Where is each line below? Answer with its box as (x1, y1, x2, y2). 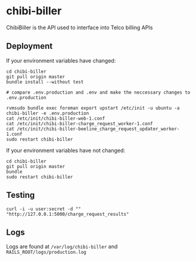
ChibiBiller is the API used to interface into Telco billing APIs (6, 24, 153, 31)
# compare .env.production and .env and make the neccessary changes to (6, 89, 191, 95)
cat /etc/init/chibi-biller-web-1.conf (6, 115, 105, 122)
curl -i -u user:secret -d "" (6, 206, 82, 212)
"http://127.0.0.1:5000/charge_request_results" (6, 211, 129, 217)
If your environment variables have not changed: (6, 147, 126, 154)
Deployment (6, 41, 53, 51)
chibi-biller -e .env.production (6, 110, 89, 116)
